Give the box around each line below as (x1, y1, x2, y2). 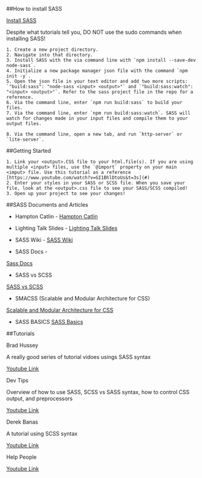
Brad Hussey (6, 341, 39, 349)
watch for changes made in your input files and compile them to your (6, 115, 188, 121)
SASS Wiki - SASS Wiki (15, 236, 73, 244)
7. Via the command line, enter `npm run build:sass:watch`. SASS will (6, 110, 191, 116)
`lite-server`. (6, 137, 45, 143)
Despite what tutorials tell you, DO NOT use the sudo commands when (6, 28, 182, 36)
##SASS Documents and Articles (6, 201, 89, 208)
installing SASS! (6, 35, 46, 42)
